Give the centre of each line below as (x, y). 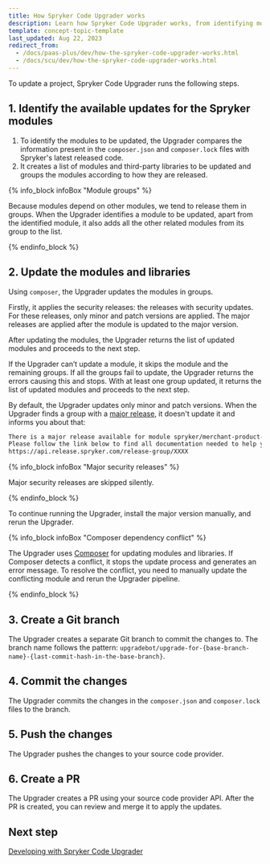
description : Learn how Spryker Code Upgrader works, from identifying (131, 23)
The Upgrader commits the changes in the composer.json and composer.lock (134, 700)
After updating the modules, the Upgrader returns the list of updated (121, 340)
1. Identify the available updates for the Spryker (129, 109)
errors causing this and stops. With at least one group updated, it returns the (135, 381)
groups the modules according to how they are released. (114, 174)
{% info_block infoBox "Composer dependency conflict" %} (107, 538)
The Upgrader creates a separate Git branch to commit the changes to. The (133, 638)
